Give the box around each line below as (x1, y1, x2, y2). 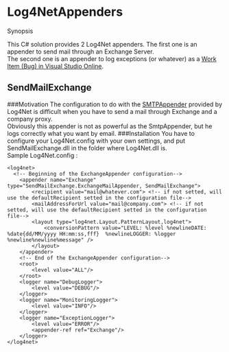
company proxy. (7, 115, 53, 123)
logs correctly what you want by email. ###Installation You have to (7, 129, 195, 137)
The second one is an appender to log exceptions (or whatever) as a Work (7, 54, 217, 62)
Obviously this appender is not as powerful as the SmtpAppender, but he (7, 121, 213, 130)
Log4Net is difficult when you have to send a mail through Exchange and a (7, 107, 217, 115)
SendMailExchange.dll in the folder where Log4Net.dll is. (7, 143, 167, 152)
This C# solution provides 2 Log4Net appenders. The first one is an (7, 40, 197, 48)
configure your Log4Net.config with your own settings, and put (7, 137, 186, 145)
